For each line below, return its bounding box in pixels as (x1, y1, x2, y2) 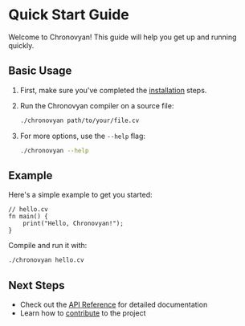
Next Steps (8, 279, 65, 292)
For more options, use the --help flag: (19, 131, 146, 141)
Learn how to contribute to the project (19, 308, 146, 318)
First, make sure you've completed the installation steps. (19, 85, 207, 95)
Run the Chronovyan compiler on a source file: (19, 100, 174, 110)
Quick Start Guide (8, 6, 130, 24)
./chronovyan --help (19, 146, 89, 154)
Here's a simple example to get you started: (8, 190, 153, 200)
